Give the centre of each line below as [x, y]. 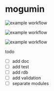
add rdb [20, 72]
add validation [27, 78]
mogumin [25, 9]
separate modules [30, 84]
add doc [21, 61]
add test [21, 67]
